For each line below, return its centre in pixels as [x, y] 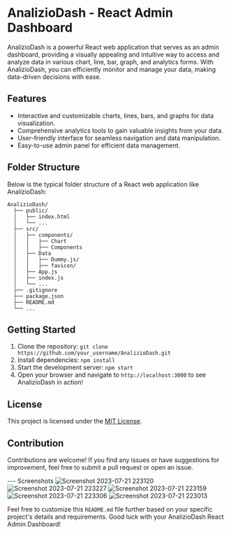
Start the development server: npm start [75, 368]
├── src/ [26, 229]
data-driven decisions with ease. [54, 77]
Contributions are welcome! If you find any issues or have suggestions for [113, 460]
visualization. [36, 123]
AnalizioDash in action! [50, 382]
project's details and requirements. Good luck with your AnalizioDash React [116, 517]
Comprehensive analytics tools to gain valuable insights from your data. [120, 130]
